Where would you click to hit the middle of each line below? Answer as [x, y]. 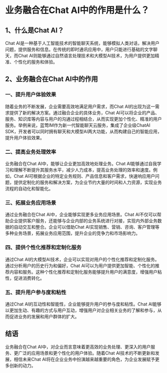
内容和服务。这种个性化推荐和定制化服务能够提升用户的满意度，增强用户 [83, 272]
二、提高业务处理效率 [31, 152]
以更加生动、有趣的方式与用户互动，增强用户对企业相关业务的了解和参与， [81, 310]
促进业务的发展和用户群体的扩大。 [44, 316]
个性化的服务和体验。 [36, 62]
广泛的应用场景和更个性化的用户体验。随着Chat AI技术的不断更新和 [87, 353]
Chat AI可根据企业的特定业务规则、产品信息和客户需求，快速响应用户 [84, 176]
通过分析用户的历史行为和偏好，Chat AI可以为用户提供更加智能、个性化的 [80, 266]
